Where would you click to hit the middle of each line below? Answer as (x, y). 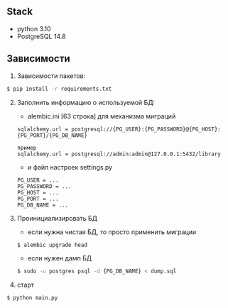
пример (27, 148)
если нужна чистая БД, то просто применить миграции (112, 232)
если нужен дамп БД (60, 258)
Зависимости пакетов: (51, 76)
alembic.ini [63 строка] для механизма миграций (102, 116)
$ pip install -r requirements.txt (59, 89)
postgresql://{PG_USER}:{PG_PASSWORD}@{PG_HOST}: (146, 129)
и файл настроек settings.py (70, 167)
